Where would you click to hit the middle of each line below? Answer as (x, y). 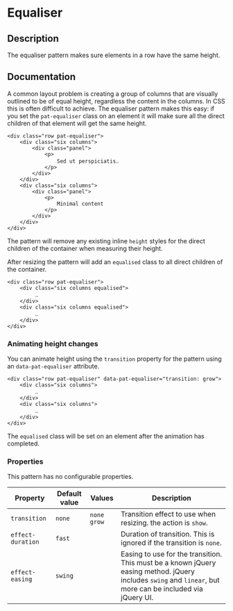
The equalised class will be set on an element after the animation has (106, 437)
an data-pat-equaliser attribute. (53, 366)
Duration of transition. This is (168, 535)
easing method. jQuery (158, 571)
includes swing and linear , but (170, 580)
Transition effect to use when (169, 514)
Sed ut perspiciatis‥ (88, 161)
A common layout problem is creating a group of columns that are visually (113, 93)
